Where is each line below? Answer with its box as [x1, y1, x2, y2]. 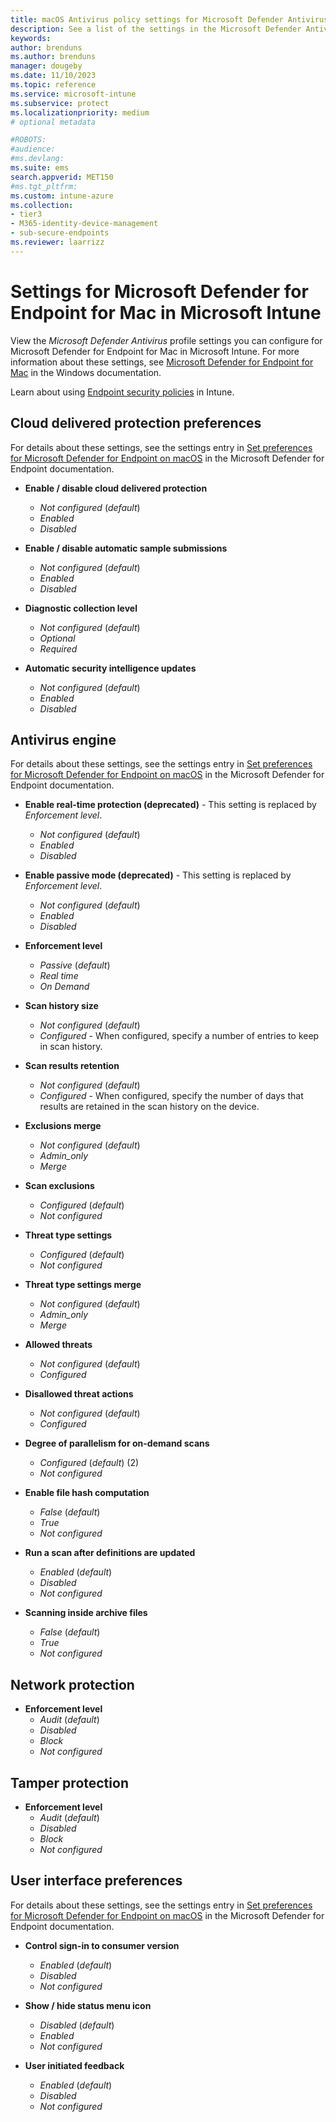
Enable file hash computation [24, 1487, 150, 1499]
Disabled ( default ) [39, 2019, 115, 2031]
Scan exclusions [24, 1180, 95, 1192]
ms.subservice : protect [10, 98, 110, 108]
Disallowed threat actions [24, 1388, 134, 1400]
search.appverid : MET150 [10, 172, 114, 182]
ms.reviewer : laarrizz [10, 237, 105, 247]
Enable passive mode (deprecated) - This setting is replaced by [24, 869, 292, 881]
